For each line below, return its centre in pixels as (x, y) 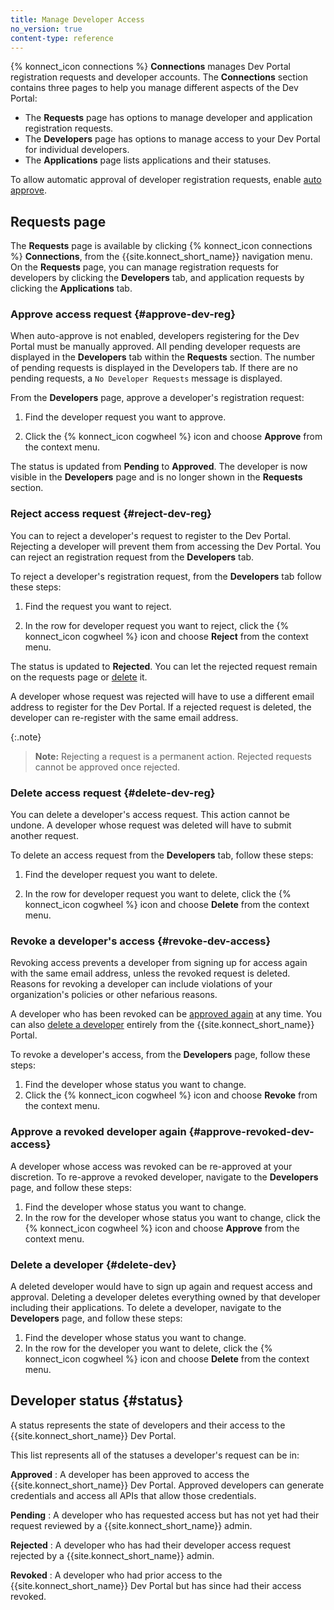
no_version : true (46, 29)
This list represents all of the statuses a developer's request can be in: (155, 1455)
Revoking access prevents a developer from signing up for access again (159, 963)
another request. (44, 836)
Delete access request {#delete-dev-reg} (113, 793)
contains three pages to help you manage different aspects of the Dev (154, 88)
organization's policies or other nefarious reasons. (114, 995)
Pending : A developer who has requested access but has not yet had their (165, 1515)
